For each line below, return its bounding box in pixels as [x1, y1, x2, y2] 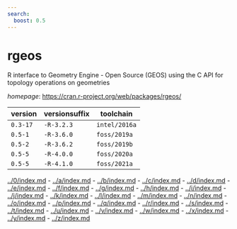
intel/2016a [96, 121, 137, 129]
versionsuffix [43, 109, 90, 119]
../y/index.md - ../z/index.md [7, 214, 91, 223]
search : [7, 10, 30, 18]
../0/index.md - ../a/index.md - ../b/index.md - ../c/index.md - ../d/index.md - [7, 177, 231, 185]
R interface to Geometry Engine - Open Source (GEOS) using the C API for [7, 71, 224, 79]
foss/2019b [96, 140, 133, 149]
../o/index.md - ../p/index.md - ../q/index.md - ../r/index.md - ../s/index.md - [7, 199, 229, 208]
